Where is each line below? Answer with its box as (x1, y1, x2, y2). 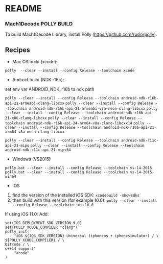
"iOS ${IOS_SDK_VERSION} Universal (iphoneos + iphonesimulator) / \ (14, 234, 159, 239)
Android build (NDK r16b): (12, 77, 65, 83)
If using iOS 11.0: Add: (5, 211, 49, 217)
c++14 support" (5, 246, 36, 251)
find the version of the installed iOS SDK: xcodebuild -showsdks (12, 192, 140, 198)
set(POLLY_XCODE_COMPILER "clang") (5, 225, 78, 230)
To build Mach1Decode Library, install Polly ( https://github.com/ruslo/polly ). (5, 31, 158, 37)
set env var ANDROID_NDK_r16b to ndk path (5, 86, 94, 92)
